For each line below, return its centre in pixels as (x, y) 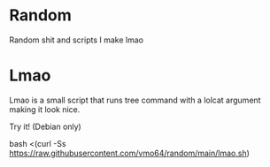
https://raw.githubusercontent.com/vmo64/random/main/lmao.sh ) (130, 153)
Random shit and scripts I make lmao (77, 40)
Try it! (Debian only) (45, 126)
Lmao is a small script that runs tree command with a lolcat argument (135, 100)
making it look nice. (45, 109)
